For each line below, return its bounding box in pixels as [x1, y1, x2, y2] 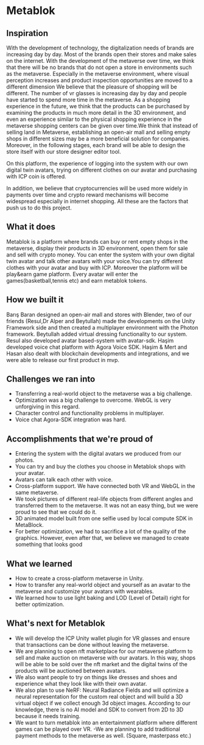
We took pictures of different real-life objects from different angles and [15, 495, 193, 503]
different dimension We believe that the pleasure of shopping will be [6, 83, 178, 90]
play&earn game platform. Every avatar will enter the [6, 270, 138, 278]
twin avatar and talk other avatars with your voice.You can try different [6, 257, 183, 264]
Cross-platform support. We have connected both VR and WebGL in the [15, 482, 195, 490]
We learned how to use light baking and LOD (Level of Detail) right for [15, 594, 190, 601]
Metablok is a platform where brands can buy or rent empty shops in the [6, 238, 188, 245]
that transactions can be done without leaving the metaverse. [15, 641, 169, 648]
